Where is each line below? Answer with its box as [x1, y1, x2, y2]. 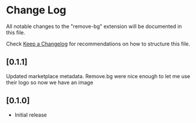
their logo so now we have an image [6, 79, 94, 86]
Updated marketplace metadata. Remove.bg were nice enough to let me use [6, 72, 191, 79]
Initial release [14, 111, 47, 118]
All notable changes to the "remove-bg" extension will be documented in [6, 23, 182, 30]
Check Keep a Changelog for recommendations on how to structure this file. [6, 40, 191, 47]
